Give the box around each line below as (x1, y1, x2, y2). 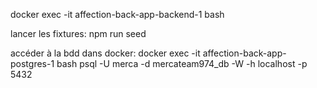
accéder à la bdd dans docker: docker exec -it (10, 47, 201, 59)
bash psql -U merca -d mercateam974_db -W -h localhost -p (56, 58, 308, 69)
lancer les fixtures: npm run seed (10, 28, 147, 39)
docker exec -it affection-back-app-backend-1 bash (10, 9, 225, 20)
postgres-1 (10, 58, 55, 69)
